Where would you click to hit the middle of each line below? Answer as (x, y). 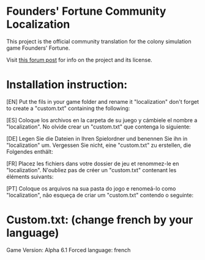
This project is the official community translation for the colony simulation (99, 41)
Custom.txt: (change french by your (100, 220)
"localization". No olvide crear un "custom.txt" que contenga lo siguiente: (99, 127)
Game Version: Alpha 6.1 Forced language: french (69, 250)
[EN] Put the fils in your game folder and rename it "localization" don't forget (102, 101)
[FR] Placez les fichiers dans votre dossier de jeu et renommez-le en (93, 163)
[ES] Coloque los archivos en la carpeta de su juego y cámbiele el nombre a (102, 120)
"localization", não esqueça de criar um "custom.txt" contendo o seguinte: (100, 195)
